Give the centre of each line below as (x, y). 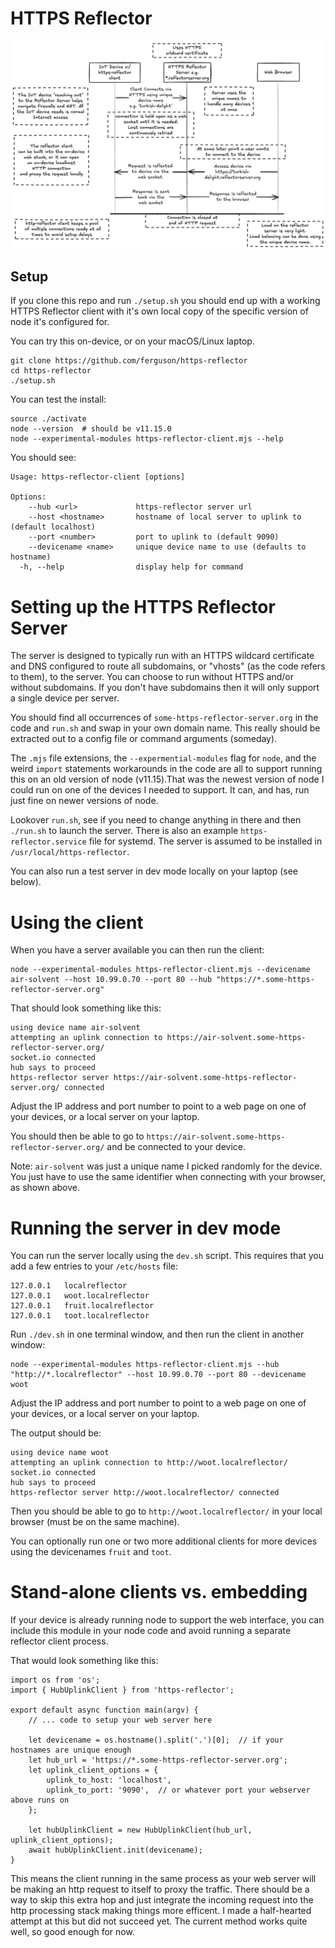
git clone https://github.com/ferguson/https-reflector (129, 361)
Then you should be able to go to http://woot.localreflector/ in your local (166, 1511)
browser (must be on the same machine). (95, 1522)
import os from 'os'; (55, 1680)
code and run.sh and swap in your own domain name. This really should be (165, 728)
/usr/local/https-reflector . (70, 852)
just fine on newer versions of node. (84, 801)
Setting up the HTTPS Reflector (143, 606)
